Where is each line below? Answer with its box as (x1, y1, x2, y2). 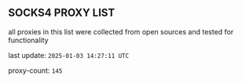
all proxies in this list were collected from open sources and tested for (8, 27, 234, 36)
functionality (8, 35, 49, 45)
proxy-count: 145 (8, 66, 63, 75)
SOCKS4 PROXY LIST (8, 6, 115, 20)
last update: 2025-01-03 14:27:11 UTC (8, 50, 130, 60)
